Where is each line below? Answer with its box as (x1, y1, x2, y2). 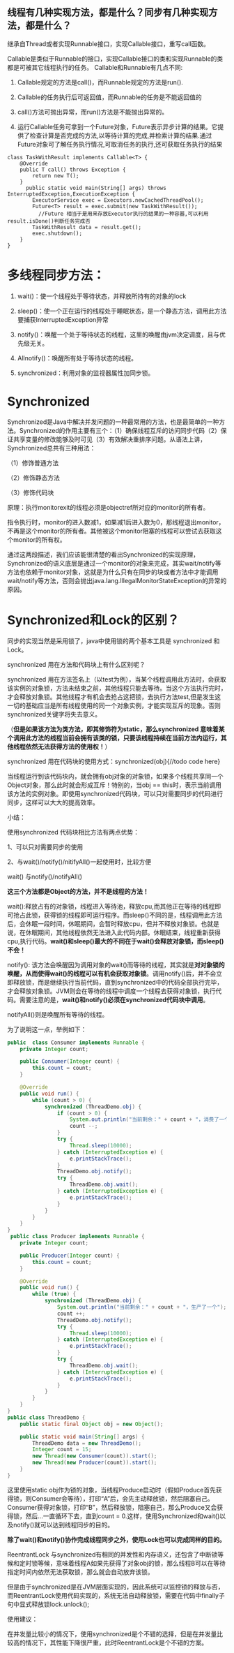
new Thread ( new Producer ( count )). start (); (32, 1459, 157, 1467)
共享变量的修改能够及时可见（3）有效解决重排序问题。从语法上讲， (13, 435, 207, 443)
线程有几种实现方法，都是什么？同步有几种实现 (7, 6, 209, 19)
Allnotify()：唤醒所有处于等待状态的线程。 (17, 353, 138, 362)
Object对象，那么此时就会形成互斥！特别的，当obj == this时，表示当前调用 (7, 781, 221, 789)
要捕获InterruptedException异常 (17, 315, 109, 323)
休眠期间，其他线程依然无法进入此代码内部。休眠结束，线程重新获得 (25, 928, 221, 936)
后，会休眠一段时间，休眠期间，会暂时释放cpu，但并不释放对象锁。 (7, 919, 201, 927)
